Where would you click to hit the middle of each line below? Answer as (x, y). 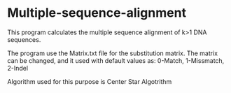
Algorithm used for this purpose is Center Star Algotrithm (90, 81)
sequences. (24, 39)
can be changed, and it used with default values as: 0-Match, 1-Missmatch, (116, 60)
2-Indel (18, 68)
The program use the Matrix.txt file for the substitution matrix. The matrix (113, 53)
